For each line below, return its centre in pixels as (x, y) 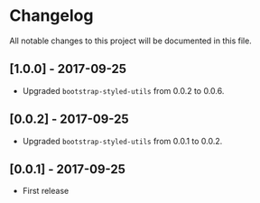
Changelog (51, 16)
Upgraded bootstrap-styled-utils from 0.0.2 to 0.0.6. (123, 90)
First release (46, 191)
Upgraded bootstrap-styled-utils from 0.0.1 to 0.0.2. (122, 141)
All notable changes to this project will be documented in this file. (131, 41)
